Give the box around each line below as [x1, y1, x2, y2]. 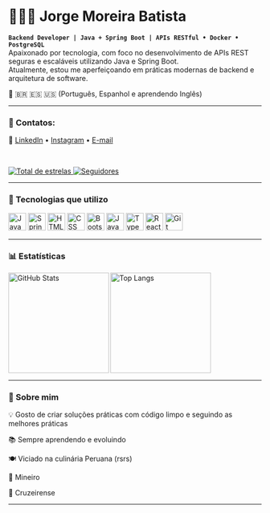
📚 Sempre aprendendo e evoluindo [8, 435, 126, 445]
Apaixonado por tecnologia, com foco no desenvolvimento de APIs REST [8, 47, 249, 57]
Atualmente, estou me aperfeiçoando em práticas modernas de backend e [8, 64, 255, 75]
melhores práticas [8, 419, 68, 429]
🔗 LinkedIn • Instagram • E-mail [8, 136, 114, 145]
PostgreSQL [8, 40, 45, 49]
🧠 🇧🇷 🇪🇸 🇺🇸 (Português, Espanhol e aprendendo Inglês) [8, 88, 202, 99]
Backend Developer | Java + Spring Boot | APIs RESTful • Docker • [8, 34, 239, 42]
